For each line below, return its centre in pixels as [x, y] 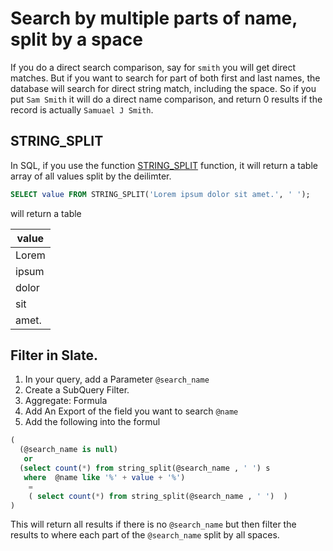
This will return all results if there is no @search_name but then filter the [153, 524]
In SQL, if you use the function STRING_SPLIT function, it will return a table [164, 165]
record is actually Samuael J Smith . [82, 109]
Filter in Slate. [54, 355]
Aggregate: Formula [66, 401]
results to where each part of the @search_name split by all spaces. [145, 535]
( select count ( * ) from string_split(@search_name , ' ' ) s [145, 468]
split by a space [76, 39]
